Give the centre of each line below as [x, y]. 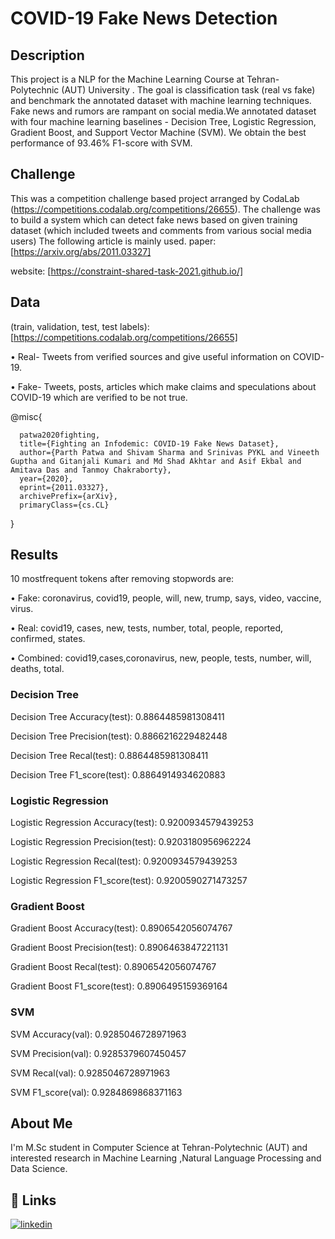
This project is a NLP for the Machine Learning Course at [127, 79]
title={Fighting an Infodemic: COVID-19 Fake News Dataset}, [149, 443]
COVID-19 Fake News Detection [144, 18]
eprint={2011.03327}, [64, 487]
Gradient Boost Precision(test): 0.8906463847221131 [119, 948]
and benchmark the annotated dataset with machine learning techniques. [161, 100]
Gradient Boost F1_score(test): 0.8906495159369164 [119, 986]
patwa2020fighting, [60, 435]
